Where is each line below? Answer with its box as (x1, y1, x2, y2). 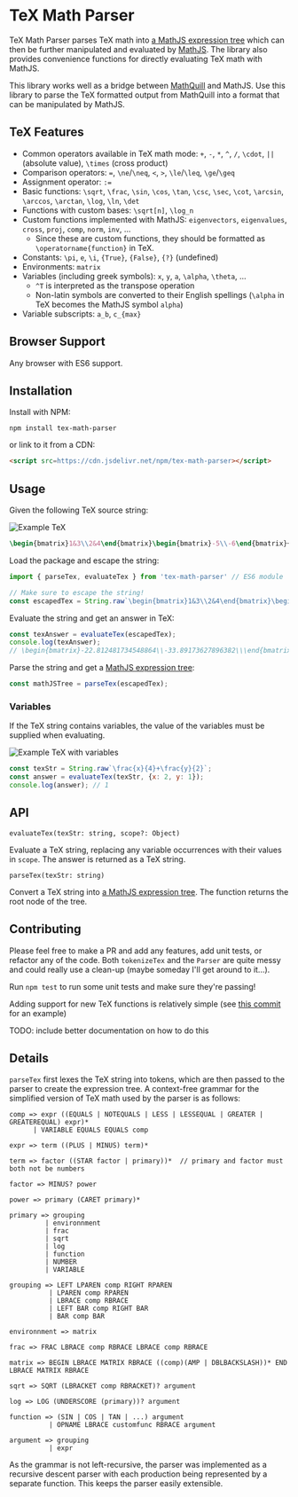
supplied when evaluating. (9, 730, 106, 741)
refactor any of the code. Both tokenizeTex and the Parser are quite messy (9, 954, 281, 965)
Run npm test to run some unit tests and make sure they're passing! (9, 981, 256, 991)
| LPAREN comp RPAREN (48, 1289, 129, 1297)
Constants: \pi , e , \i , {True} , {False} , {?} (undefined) (21, 252, 219, 263)
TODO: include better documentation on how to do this (9, 1025, 209, 1036)
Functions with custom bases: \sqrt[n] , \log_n (21, 205, 194, 216)
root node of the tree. (9, 896, 88, 906)
